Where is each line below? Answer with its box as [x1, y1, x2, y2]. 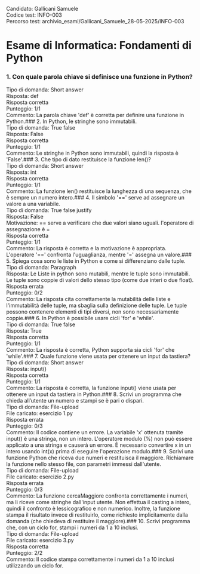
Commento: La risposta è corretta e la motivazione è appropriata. [6, 245, 167, 252]
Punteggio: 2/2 [6, 550, 43, 557]
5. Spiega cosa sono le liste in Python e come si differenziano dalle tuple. [6, 257, 186, 265]
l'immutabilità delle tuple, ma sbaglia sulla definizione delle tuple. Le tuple [6, 302, 187, 309]
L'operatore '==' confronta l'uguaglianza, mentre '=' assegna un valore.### [6, 251, 192, 259]
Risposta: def [6, 93, 39, 100]
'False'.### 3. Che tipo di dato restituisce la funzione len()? [6, 156, 151, 163]
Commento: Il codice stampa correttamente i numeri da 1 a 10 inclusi [6, 555, 174, 563]
